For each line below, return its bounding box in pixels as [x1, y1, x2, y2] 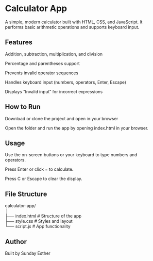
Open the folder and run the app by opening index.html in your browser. [5, 125, 149, 131]
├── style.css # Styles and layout [5, 218, 73, 224]
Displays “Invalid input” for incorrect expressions [5, 88, 103, 95]
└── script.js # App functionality [5, 224, 71, 229]
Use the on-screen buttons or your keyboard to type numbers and [5, 152, 137, 158]
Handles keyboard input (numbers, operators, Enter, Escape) [5, 79, 126, 85]
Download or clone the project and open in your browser [5, 115, 119, 121]
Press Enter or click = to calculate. [5, 166, 74, 172]
